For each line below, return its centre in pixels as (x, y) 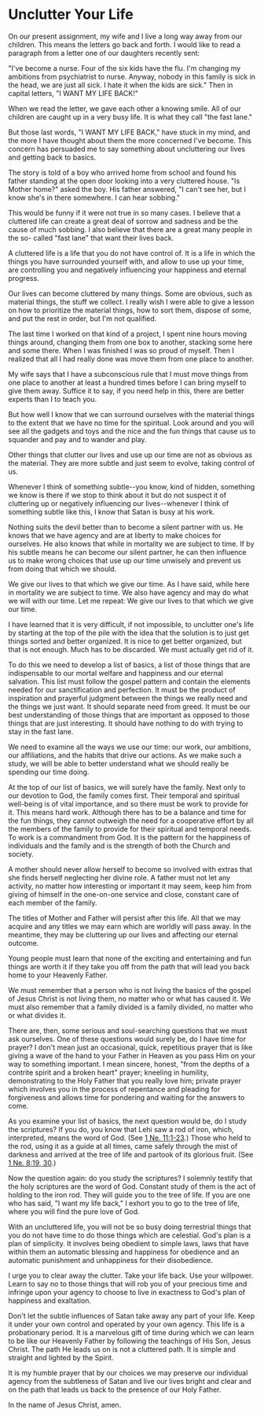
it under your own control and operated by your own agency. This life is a (126, 1324)
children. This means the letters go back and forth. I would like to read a (125, 44)
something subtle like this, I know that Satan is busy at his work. (112, 511)
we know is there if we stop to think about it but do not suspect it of (117, 495)
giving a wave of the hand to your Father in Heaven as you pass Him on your (132, 1055)
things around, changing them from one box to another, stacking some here (130, 342)
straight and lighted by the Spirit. (61, 1357)
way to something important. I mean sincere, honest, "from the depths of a (129, 1064)
